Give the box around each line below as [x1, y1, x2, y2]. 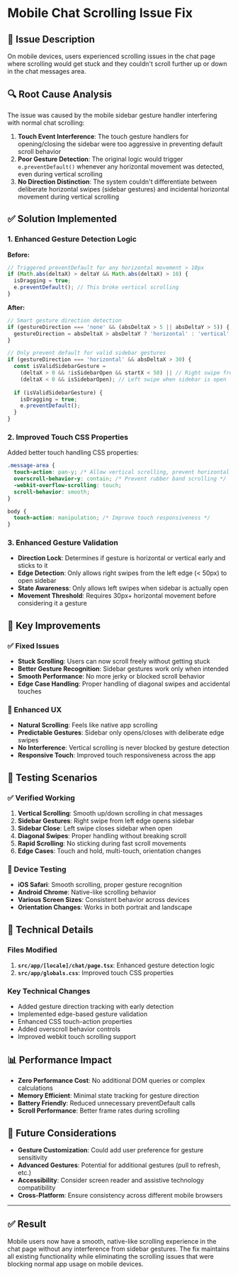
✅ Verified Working [7, 793, 76, 803]
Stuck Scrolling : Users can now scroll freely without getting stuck [17, 657, 210, 666]
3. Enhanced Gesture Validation [7, 538, 118, 547]
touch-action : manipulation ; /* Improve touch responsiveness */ [13, 514, 211, 522]
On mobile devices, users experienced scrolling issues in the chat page [7, 52, 216, 60]
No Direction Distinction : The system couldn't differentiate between [17, 177, 217, 186]
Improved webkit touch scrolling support [17, 1032, 136, 1041]
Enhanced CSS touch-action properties [17, 1018, 132, 1026]
